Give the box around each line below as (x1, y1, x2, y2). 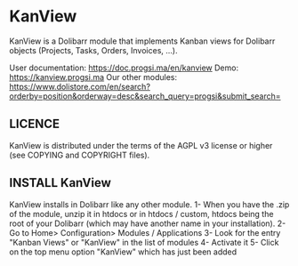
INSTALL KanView (9, 175, 111, 190)
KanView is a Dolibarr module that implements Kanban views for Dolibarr (9, 36, 276, 46)
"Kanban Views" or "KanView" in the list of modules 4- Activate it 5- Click (9, 237, 279, 247)
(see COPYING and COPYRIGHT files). (9, 149, 150, 160)
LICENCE (9, 117, 60, 132)
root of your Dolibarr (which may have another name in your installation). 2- (9, 218, 286, 229)
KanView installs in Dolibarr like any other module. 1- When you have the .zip (9, 198, 290, 210)
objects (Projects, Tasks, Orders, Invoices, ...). (9, 44, 178, 55)
